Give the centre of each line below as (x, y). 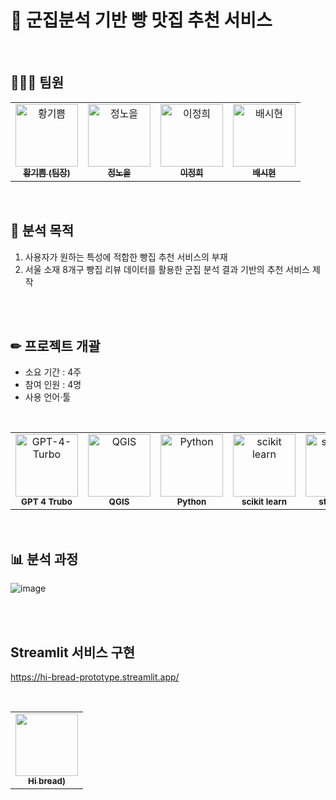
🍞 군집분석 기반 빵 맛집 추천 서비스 (141, 20)
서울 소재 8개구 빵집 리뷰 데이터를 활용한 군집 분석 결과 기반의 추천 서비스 (167, 269)
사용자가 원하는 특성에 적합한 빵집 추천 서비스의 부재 (126, 257)
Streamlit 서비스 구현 (73, 652)
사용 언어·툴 (48, 397)
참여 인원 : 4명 (53, 385)
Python (191, 502)
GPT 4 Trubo (47, 502)
